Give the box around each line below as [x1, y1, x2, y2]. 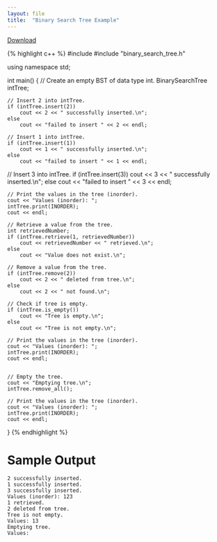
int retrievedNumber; [7, 227, 70, 234]
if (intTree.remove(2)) [7, 270, 77, 277]
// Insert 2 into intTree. [7, 97, 86, 104]
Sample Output [7, 452, 96, 468]
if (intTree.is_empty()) [7, 306, 79, 313]
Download [7, 35, 37, 44]
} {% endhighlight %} [7, 428, 68, 436]
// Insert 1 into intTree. [7, 133, 86, 140]
